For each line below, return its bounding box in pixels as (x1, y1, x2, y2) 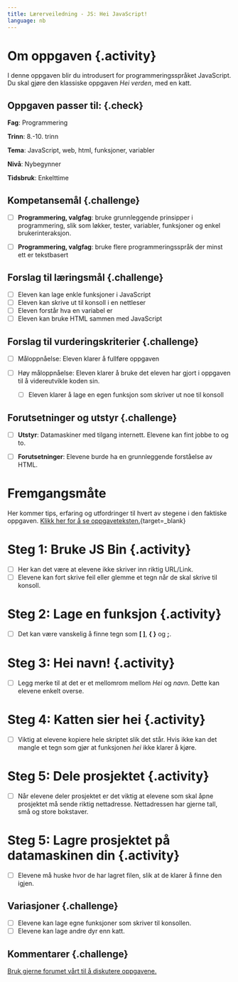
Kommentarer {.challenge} (7, 948, 129, 960)
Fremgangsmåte (7, 485, 107, 502)
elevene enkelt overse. (17, 687, 85, 696)
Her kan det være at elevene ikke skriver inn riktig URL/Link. (17, 565, 194, 574)
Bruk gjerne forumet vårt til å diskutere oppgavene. (7, 966, 157, 975)
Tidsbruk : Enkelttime (7, 174, 69, 182)
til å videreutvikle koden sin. (17, 377, 100, 386)
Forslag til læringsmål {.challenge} (7, 272, 164, 284)
